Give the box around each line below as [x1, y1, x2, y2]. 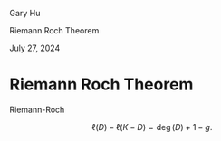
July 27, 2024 [9, 42, 61, 53]
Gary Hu [9, 8, 41, 18]
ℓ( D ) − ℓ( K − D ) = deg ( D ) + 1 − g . [91, 121, 213, 132]
